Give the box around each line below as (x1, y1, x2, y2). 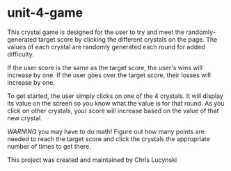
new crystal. (7, 113, 43, 122)
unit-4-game (7, 5, 83, 21)
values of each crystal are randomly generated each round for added (7, 42, 205, 51)
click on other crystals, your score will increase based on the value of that (7, 106, 219, 115)
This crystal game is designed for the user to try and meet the (7, 28, 184, 36)
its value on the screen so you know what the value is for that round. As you (7, 99, 225, 107)
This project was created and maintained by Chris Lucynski (7, 155, 177, 164)
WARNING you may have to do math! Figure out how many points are (7, 127, 205, 136)
